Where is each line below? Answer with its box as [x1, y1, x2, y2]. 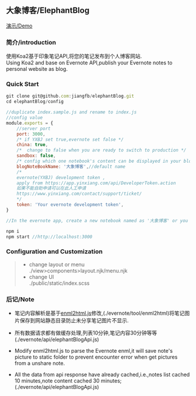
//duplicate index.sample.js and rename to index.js [6, 109, 137, 115]
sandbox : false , [16, 153, 57, 159]
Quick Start [6, 80, 39, 88]
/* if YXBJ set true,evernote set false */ [16, 136, 124, 142]
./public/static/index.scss [29, 280, 90, 287]
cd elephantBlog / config [6, 99, 64, 105]
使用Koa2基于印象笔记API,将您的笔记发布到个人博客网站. [6, 53, 142, 60]
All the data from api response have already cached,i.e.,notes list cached [14, 371, 190, 378]
